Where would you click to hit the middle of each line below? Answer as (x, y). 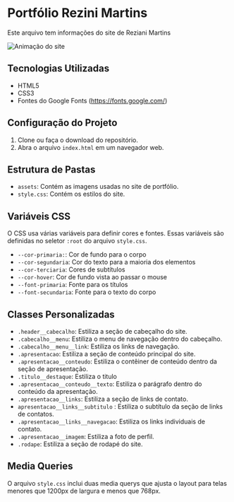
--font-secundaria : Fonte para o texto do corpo (87, 292)
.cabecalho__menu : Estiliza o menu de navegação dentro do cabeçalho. (120, 339)
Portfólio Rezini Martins (78, 13)
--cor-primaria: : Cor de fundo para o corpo (82, 255)
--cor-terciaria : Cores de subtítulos (71, 269)
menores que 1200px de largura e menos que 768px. (84, 491)
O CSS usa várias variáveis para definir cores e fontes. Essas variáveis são (116, 233)
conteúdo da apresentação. (58, 391)
